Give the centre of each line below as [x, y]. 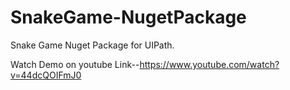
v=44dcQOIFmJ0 [46, 75]
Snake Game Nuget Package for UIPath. [92, 45]
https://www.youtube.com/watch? [209, 64]
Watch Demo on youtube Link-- [75, 64]
